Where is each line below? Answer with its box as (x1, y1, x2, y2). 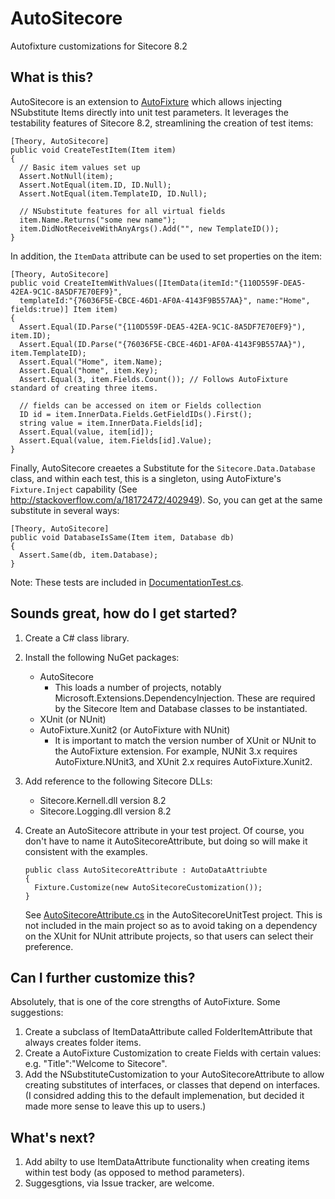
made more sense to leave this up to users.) (24, 1100, 207, 1112)
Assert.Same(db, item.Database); (19, 550, 159, 560)
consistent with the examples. (24, 845, 148, 857)
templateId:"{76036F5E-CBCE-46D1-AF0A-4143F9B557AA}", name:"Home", (19, 295, 311, 306)
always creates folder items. (24, 1037, 142, 1049)
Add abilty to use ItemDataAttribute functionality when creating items (24, 1156, 310, 1168)
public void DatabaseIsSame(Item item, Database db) (10, 532, 235, 542)
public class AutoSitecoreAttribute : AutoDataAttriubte (24, 865, 268, 875)
